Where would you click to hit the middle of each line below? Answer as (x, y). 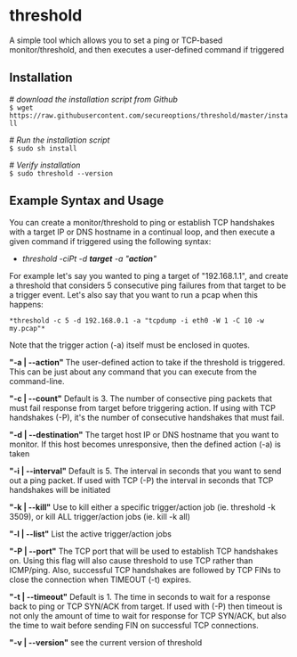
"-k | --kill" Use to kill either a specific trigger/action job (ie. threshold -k (142, 507)
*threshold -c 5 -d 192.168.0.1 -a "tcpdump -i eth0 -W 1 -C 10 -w (137, 320)
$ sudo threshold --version (61, 173)
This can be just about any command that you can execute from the (133, 372)
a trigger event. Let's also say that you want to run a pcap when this (133, 294)
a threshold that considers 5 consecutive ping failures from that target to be (148, 285)
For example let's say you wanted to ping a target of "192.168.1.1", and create (149, 275)
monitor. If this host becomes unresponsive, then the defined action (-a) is (145, 444)
